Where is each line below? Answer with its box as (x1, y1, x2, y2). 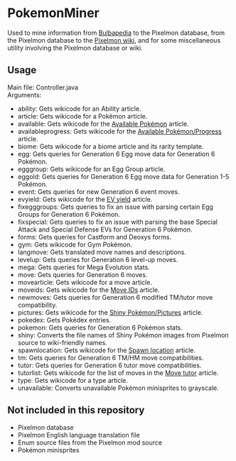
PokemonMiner (7, 5, 100, 21)
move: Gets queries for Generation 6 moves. (17, 270, 148, 278)
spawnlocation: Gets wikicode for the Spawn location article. (17, 346, 196, 354)
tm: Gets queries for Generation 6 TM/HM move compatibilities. (17, 353, 204, 362)
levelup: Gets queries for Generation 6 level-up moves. (17, 255, 178, 264)
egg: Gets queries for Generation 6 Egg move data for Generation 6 (17, 149, 215, 158)
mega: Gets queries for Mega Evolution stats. (17, 263, 151, 271)
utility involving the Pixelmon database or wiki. (7, 43, 144, 52)
